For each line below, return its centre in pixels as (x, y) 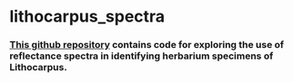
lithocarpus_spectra (87, 17)
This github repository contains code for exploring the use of (147, 45)
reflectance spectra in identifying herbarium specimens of (141, 56)
